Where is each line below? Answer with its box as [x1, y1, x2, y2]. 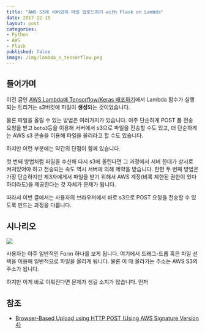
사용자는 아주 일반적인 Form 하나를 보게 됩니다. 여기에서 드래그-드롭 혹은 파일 [6, 250, 192, 258]
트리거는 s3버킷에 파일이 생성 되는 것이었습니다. [17, 103, 130, 111]
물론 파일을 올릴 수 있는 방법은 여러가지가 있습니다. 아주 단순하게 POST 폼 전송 [6, 117, 194, 124]
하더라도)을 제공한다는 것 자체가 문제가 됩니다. [6, 181, 116, 188]
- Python [6, 32, 29, 38]
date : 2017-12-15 [6, 15, 51, 21]
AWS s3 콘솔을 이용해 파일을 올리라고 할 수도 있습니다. [12, 132, 144, 139]
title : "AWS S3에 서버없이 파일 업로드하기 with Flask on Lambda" [6, 9, 164, 15]
